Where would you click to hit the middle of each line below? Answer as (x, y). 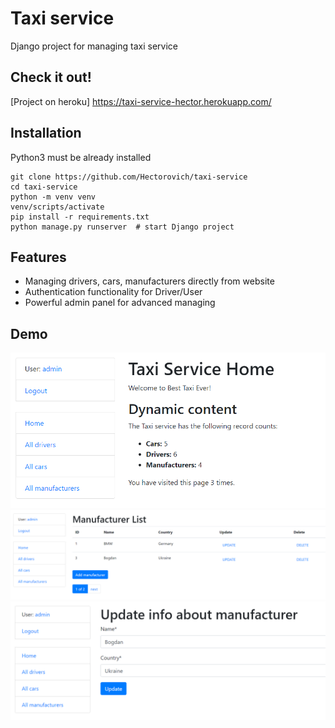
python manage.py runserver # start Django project (122, 227)
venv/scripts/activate (57, 207)
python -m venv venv (53, 197)
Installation (46, 133)
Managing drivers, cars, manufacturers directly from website (149, 281)
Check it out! (51, 77)
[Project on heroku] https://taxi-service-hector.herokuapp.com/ (141, 101)
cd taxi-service (44, 187)
